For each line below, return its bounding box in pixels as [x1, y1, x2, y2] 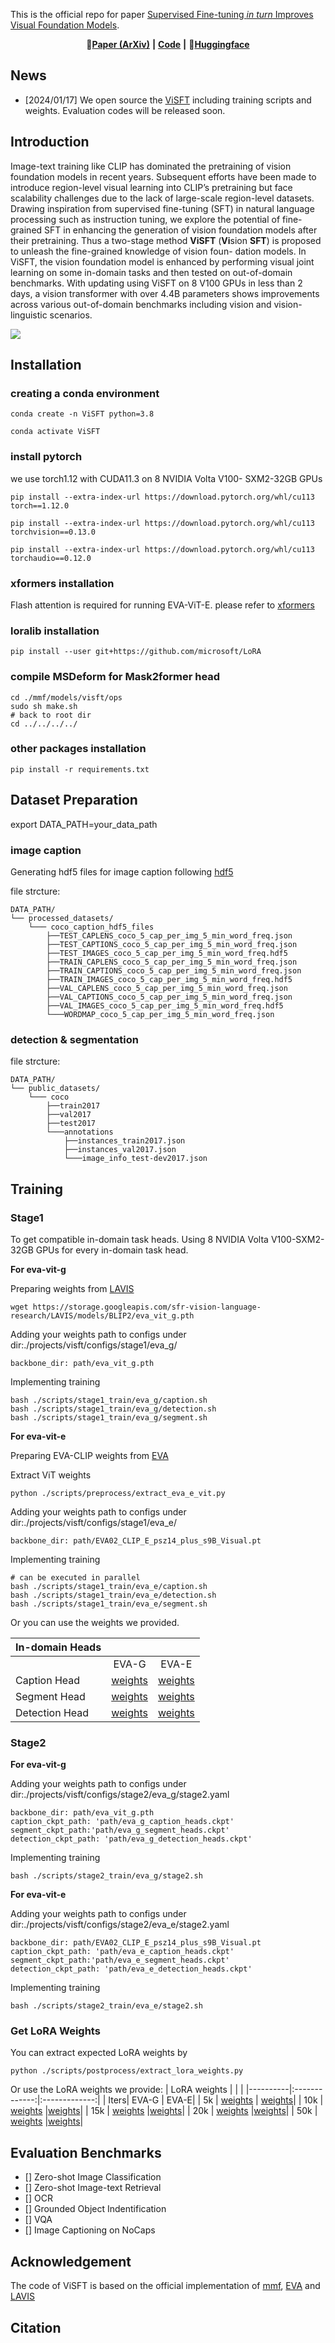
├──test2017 [46, 1119, 97, 1129]
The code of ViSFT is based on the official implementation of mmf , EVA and [10, 2280, 321, 2292]
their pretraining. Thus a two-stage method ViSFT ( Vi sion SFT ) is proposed [10, 234, 322, 246]
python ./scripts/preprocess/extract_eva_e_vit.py [10, 1488, 226, 1498]
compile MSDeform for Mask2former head [10, 670, 221, 684]
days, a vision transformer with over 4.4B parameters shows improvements [10, 287, 320, 299]
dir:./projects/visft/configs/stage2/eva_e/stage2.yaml [10, 1919, 230, 1931]
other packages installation [10, 742, 147, 756]
